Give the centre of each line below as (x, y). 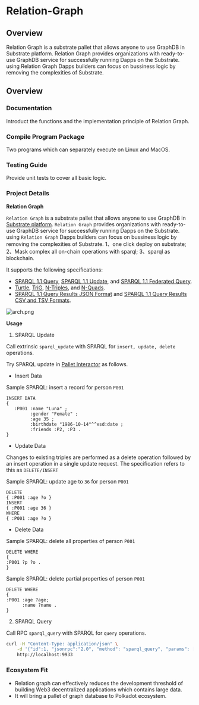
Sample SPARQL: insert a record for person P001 (65, 387)
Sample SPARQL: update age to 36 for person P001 (67, 481)
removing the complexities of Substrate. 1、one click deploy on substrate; (96, 244)
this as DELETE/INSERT (32, 470)
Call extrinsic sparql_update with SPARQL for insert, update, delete (91, 346)
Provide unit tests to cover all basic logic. (56, 178)
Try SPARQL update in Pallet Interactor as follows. (67, 364)
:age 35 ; (42, 419)
